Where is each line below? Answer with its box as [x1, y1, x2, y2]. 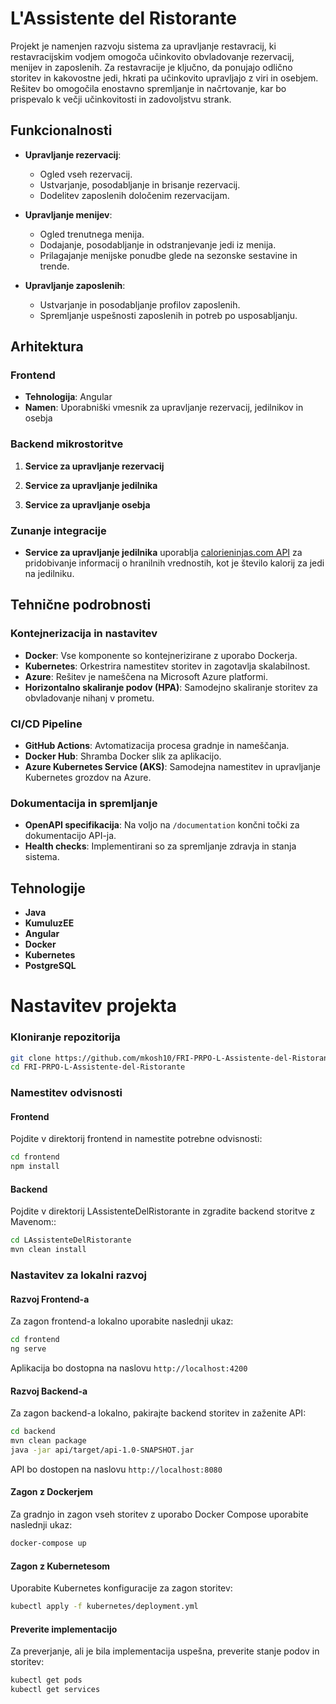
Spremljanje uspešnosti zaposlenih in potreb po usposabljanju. [39, 309, 298, 321]
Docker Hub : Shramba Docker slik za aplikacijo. [24, 750, 222, 762]
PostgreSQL [24, 960, 77, 972]
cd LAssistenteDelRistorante [10, 1235, 132, 1246]
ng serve [10, 1344, 47, 1354]
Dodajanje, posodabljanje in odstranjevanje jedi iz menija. [39, 238, 277, 251]
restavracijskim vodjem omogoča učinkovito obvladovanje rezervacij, [10, 50, 295, 62]
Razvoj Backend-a [10, 1385, 88, 1397]
